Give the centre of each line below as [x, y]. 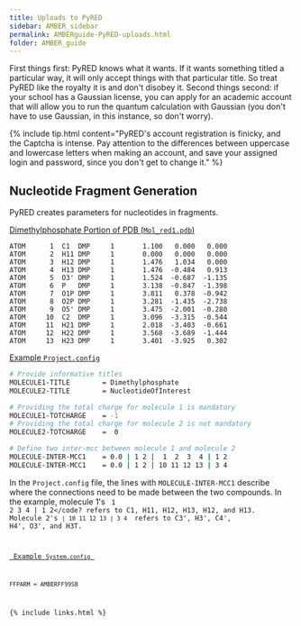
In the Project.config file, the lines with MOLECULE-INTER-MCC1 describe [140, 482]
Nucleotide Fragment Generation [104, 191]
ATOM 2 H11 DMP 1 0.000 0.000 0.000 [119, 254]
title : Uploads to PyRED [56, 18]
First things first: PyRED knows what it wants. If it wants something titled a [147, 68]
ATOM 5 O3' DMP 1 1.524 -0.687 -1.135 [119, 278]
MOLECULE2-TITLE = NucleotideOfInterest [100, 391]
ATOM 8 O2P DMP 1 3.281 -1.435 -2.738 [119, 302]
